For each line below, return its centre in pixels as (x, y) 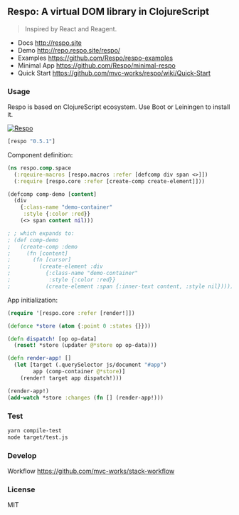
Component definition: (40, 155)
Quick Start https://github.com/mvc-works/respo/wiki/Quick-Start (114, 73)
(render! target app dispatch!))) (71, 378)
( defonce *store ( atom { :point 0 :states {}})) (79, 326)
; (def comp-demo (33, 240)
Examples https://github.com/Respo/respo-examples (95, 58)
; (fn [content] (38, 253)
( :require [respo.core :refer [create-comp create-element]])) (109, 181)
